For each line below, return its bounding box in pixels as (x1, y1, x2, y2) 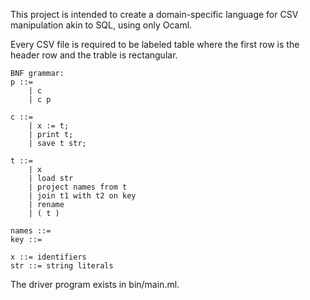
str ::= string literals (10, 261, 114, 271)
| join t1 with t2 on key (28, 191, 137, 201)
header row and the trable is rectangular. (10, 49, 178, 61)
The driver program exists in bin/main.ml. (10, 279, 180, 290)
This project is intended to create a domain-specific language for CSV (10, 9, 299, 20)
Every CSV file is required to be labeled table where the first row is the (10, 39, 300, 50)
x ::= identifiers (10, 252, 87, 262)
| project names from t (28, 182, 128, 192)
